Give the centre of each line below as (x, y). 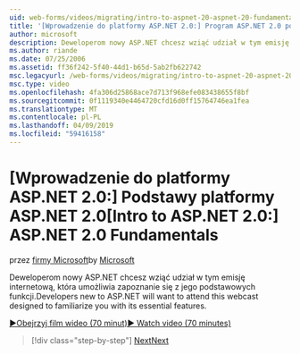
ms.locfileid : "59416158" (57, 134)
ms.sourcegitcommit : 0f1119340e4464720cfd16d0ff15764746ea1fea (129, 101)
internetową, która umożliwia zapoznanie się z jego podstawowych (133, 286)
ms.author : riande (43, 51)
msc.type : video (39, 84)
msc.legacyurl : (37, 76)
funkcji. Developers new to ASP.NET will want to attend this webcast (134, 296)
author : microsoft (43, 34)
